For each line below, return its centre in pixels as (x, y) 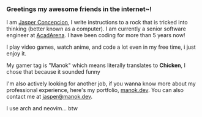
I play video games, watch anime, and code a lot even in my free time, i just (101, 47)
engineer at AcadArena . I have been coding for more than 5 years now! (96, 35)
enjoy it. (16, 54)
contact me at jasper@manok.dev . (50, 97)
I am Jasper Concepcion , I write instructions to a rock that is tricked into (97, 23)
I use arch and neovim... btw (42, 108)
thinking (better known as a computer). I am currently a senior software (96, 29)
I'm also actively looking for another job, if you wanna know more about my (101, 83)
